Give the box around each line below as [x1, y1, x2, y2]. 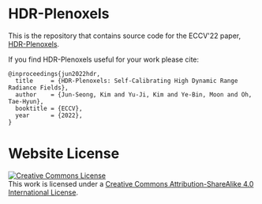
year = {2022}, [15, 111, 83, 119]
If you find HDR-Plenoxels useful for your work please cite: [8, 55, 200, 64]
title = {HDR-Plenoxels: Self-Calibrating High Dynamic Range [15, 77, 238, 85]
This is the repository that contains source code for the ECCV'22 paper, [8, 31, 241, 40]
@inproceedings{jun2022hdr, [8, 70, 101, 77]
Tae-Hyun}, [8, 97, 44, 105]
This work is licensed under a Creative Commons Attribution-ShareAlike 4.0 [8, 179, 254, 188]
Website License [8, 145, 120, 163]
